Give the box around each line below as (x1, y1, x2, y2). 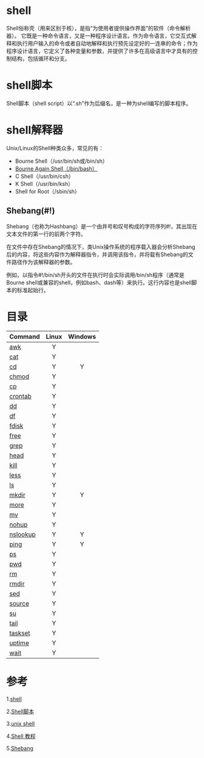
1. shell (6, 695, 22, 702)
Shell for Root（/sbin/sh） (15, 188, 80, 195)
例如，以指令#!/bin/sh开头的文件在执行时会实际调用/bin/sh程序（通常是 (6, 271, 185, 278)
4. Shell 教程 (6, 732, 36, 740)
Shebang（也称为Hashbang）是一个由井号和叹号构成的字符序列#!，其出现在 (6, 222, 198, 230)
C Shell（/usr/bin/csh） (15, 172, 74, 180)
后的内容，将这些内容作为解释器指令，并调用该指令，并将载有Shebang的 (6, 250, 188, 258)
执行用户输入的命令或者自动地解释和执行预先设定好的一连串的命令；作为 (16, 39, 198, 47)
